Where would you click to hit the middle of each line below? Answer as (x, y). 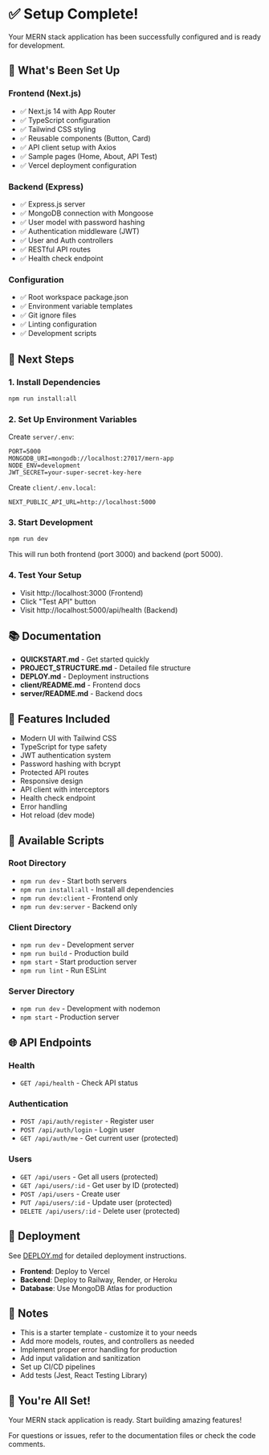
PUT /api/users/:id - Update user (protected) (96, 1202)
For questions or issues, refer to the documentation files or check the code (132, 1436)
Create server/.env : (41, 437)
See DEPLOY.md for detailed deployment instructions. (98, 1256)
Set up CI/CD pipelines (57, 1367)
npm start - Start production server (78, 962)
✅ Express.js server (53, 204)
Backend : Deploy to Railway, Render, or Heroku (98, 1280)
